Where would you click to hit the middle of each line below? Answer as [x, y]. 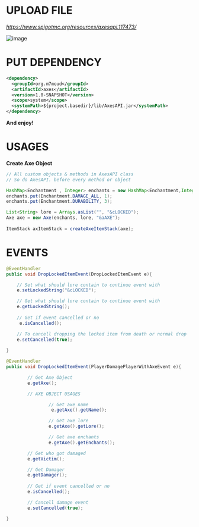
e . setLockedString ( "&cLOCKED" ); [57, 290]
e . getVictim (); [46, 459]
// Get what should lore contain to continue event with [89, 301]
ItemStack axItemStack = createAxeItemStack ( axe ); [70, 229]
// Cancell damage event [58, 502]
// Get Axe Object [50, 377]
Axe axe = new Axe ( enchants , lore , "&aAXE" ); [63, 218]
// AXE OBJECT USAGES [54, 394]
